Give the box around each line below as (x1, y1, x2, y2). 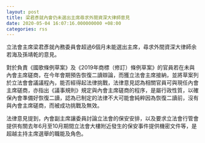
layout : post (6, 9, 40, 15)
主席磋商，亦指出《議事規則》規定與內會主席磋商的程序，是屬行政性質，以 (6, 86, 193, 94)
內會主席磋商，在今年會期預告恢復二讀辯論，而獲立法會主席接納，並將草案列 (6, 71, 199, 79)
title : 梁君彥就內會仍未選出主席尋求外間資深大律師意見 (6, 15, 130, 21)
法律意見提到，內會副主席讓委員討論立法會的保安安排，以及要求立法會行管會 (6, 115, 199, 122)
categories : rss (6, 26, 48, 32)
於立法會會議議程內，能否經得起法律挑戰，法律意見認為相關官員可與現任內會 (6, 79, 199, 86)
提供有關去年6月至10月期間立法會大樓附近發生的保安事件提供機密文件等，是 (6, 122, 197, 130)
